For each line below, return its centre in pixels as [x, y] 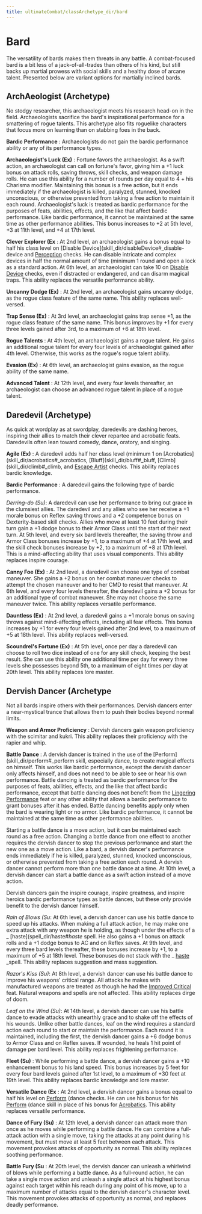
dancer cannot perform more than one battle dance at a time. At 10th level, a [101, 868]
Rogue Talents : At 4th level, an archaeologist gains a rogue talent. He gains [100, 341]
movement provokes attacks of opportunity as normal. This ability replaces [99, 1148]
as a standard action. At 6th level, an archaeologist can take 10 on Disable [97, 267]
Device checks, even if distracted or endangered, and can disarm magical [98, 274]
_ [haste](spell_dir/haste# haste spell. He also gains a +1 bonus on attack [96, 936]
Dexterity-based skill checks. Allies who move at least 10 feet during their [97, 522]
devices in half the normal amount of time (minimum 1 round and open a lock [101, 261]
